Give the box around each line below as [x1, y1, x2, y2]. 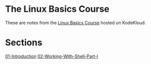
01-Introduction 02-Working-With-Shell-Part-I [5, 53, 99, 59]
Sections [5, 37, 43, 48]
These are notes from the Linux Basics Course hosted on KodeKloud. [5, 20, 146, 26]
